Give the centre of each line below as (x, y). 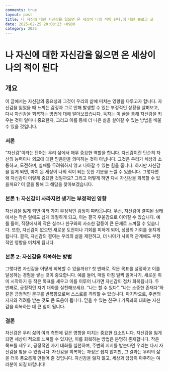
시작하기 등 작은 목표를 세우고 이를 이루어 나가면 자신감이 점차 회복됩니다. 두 (85, 282)
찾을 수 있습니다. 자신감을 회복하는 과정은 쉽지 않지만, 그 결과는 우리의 (87, 352)
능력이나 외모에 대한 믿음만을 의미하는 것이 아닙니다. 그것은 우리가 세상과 (86, 159)
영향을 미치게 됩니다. (35, 242)
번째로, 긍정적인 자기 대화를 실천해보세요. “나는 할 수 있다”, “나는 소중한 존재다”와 (84, 288)
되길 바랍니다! (32, 364)
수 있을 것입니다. (21, 126)
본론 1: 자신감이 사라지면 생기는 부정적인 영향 (56, 199)
